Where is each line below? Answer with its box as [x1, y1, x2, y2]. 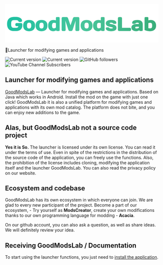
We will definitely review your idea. [5, 227, 75, 233]
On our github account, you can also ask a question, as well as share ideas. [5, 222, 156, 228]
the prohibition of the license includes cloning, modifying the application [5, 160, 150, 166]
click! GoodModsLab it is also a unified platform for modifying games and [5, 99, 152, 105]
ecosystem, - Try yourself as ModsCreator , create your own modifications [5, 208, 155, 213]
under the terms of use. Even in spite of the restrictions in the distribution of [5, 149, 157, 155]
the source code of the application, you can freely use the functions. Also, [5, 154, 154, 160]
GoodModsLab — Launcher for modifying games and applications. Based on [5, 89, 159, 95]
